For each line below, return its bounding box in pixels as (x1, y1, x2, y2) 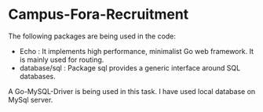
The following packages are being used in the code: (8, 31, 177, 41)
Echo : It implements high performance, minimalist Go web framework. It (19, 46, 254, 56)
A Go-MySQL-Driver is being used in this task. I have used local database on (8, 86, 256, 96)
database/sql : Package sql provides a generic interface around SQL (19, 63, 241, 72)
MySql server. (8, 95, 53, 104)
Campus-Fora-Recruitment (8, 5, 189, 23)
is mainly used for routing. (19, 55, 104, 64)
